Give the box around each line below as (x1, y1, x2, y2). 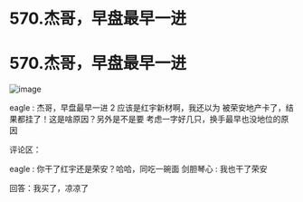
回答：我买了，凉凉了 (9, 183, 89, 194)
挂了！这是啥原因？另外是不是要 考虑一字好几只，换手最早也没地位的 (24, 114, 281, 125)
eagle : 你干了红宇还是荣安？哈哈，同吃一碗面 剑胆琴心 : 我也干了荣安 (9, 164, 269, 175)
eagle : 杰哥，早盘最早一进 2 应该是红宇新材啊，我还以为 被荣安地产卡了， (9, 102, 287, 113)
